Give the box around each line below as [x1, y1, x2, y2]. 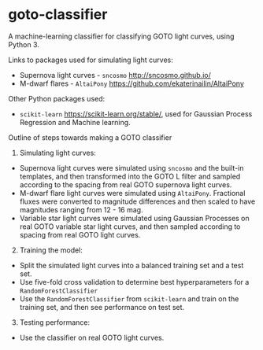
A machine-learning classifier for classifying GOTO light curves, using [8, 31, 235, 41]
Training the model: [19, 245, 83, 255]
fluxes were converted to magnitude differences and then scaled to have [19, 197, 256, 206]
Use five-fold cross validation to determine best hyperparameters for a [19, 277, 250, 286]
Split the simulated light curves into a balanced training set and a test [19, 260, 244, 270]
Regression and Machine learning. [19, 117, 131, 127]
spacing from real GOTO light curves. [19, 230, 141, 239]
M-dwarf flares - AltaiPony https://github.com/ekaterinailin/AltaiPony [19, 79, 244, 88]
